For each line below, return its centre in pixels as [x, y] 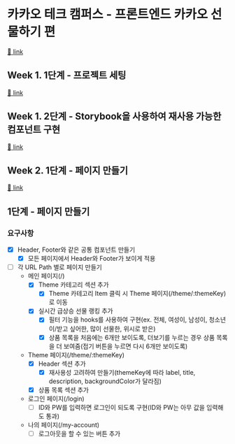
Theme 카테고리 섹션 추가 [74, 285]
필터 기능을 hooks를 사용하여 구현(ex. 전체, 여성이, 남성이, [128, 320]
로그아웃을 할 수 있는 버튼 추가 [79, 434]
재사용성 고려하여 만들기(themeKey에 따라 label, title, [122, 372]
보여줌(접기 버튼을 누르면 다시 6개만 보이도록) [126, 346]
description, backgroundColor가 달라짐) [105, 381]
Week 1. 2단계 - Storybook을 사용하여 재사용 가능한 [114, 116]
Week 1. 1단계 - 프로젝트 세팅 [67, 75]
